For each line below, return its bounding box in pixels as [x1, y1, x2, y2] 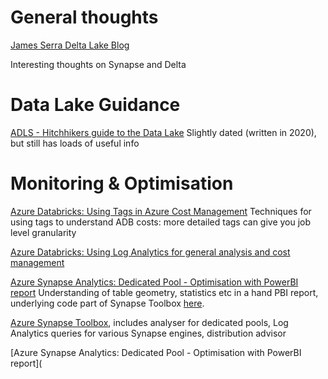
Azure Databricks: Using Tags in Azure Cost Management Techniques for [10, 205, 312, 217]
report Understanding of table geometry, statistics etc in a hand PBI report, [10, 286, 319, 298]
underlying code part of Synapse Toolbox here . [10, 297, 205, 309]
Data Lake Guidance [10, 94, 181, 116]
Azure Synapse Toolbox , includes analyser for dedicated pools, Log [10, 316, 289, 328]
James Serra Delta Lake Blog [10, 39, 130, 51]
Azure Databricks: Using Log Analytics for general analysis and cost [10, 246, 291, 258]
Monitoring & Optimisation [10, 172, 234, 195]
